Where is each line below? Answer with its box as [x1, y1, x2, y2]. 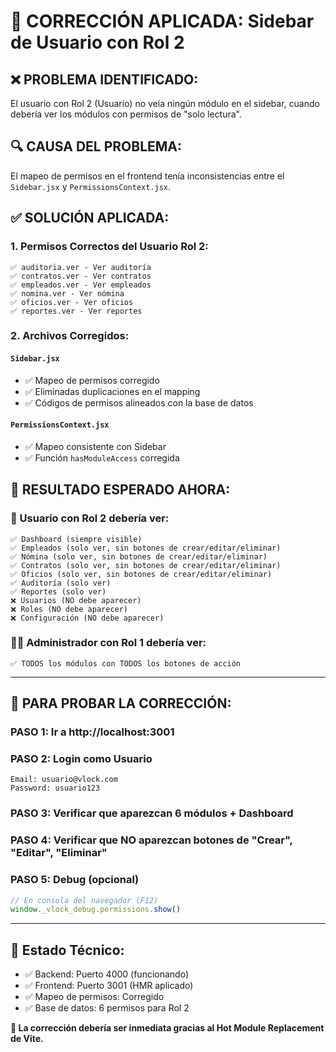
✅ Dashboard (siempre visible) [10, 534, 143, 544]
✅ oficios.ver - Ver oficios [10, 297, 134, 307]
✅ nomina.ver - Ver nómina [10, 288, 125, 299]
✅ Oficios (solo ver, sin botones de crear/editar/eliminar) [10, 569, 273, 579]
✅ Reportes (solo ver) [10, 586, 107, 597]
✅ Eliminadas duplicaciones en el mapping [24, 385, 201, 397]
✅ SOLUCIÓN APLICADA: [10, 210, 170, 227]
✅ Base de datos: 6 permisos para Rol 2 [24, 1002, 190, 1014]
